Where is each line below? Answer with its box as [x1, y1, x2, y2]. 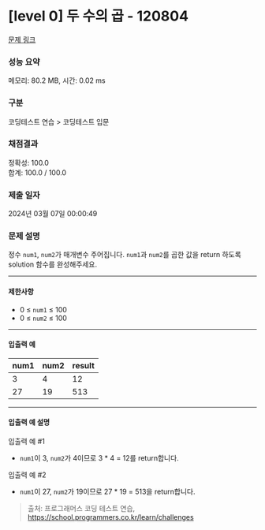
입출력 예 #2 [8, 470, 47, 480]
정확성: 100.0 [8, 158, 50, 167]
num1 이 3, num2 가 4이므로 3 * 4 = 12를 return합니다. [19, 453, 179, 463]
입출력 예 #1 [8, 437, 45, 446]
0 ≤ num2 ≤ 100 [19, 313, 67, 323]
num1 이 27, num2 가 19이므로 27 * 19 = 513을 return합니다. [19, 487, 196, 497]
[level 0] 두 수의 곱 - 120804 [8, 7, 189, 25]
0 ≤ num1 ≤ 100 [19, 304, 67, 314]
